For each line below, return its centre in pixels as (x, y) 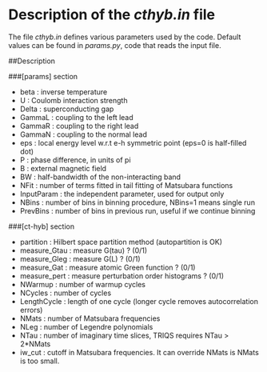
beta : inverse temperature (64, 92)
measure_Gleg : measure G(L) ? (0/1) (80, 258)
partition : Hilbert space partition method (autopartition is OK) (121, 242)
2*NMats (35, 344)
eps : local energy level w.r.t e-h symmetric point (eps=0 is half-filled (133, 142)
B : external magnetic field (63, 168)
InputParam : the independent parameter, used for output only (122, 194)
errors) (31, 310)
